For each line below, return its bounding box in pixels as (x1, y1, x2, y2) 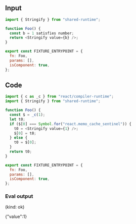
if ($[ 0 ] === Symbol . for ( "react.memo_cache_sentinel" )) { (9, 121, 132, 126)
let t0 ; (9, 116, 26, 122)
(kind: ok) (5, 204, 25, 210)
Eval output (5, 193, 34, 200)
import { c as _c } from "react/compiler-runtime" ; (5, 94, 114, 99)
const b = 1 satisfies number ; (9, 31, 74, 36)
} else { (9, 135, 28, 140)
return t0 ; (9, 149, 32, 154)
